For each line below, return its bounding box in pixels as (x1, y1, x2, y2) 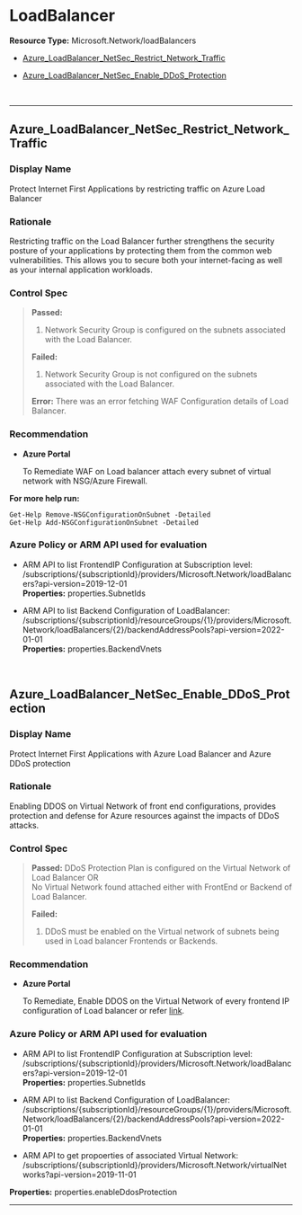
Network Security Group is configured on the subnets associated (44, 324, 286, 335)
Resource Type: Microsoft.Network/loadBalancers (9, 35, 197, 46)
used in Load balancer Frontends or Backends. (44, 936, 218, 946)
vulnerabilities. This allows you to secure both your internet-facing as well (9, 254, 283, 265)
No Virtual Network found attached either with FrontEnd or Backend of (31, 882, 292, 892)
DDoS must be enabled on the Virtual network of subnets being (44, 927, 280, 937)
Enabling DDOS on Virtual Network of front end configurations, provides (9, 801, 277, 811)
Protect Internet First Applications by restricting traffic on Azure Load (9, 183, 265, 194)
